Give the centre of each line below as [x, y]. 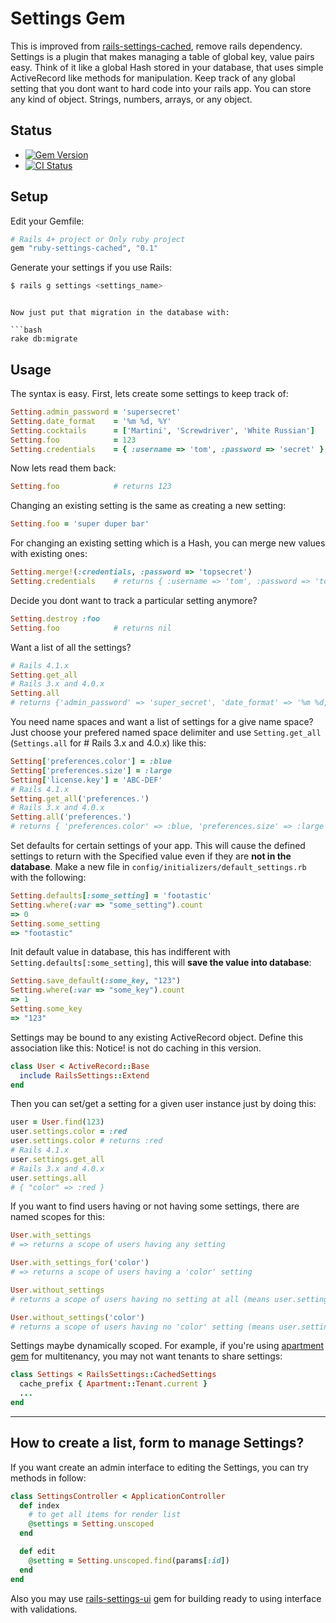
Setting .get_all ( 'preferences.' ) [80, 798]
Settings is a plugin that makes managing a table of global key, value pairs [162, 56]
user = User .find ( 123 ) [57, 1122]
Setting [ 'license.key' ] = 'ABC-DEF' [86, 780]
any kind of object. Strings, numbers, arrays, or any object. [131, 99]
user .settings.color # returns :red [86, 1141]
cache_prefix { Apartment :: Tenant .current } [113, 1384]
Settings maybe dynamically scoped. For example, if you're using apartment [167, 1346]
